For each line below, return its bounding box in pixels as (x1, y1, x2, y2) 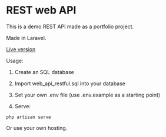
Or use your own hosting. (6, 124, 68, 131)
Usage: (6, 57, 24, 64)
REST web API (6, 4, 77, 17)
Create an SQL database (14, 68, 75, 75)
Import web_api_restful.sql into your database (14, 80, 125, 87)
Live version (6, 45, 36, 53)
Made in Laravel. (6, 34, 47, 41)
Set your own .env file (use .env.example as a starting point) (14, 91, 161, 98)
